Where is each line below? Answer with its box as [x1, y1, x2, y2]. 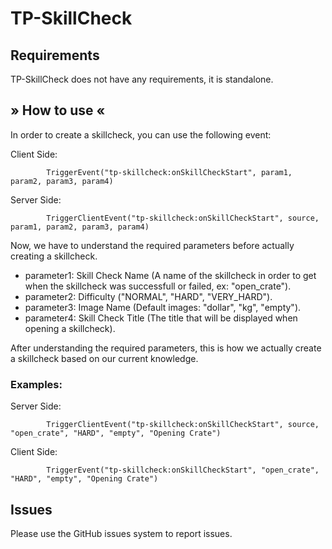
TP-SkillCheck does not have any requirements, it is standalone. [10, 73, 274, 85]
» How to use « [10, 102, 106, 119]
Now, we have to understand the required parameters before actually [10, 239, 295, 251]
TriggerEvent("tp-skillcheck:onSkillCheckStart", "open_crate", [46, 465, 320, 476]
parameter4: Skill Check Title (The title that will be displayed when [24, 312, 298, 324]
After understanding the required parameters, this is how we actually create [10, 342, 322, 354]
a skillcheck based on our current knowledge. [10, 352, 199, 364]
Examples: [10, 377, 63, 391]
